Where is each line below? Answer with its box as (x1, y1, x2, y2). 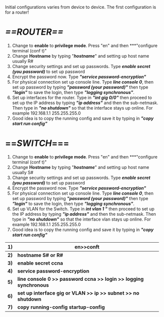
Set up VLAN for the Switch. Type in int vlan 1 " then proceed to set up (12, 205, 155, 212)
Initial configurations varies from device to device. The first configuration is (5, 4, 156, 10)
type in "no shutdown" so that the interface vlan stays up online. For (12, 216, 151, 222)
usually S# (12, 169, 34, 175)
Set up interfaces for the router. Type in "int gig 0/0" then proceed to (12, 94, 152, 100)
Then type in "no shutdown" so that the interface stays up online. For (12, 105, 153, 111)
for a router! (5, 9, 29, 15)
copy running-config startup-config (17, 303, 105, 310)
